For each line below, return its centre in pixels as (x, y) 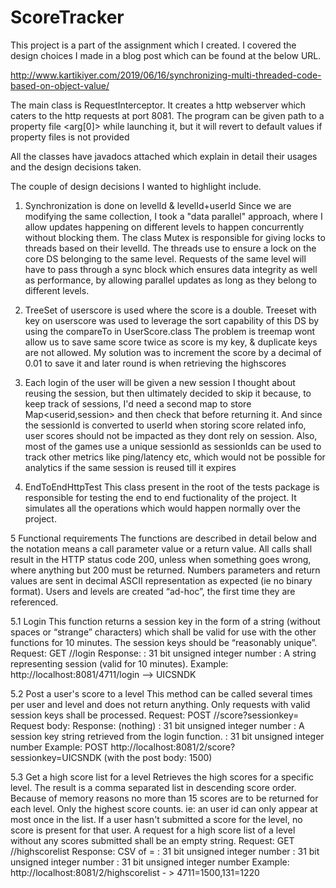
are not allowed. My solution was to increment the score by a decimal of (173, 352)
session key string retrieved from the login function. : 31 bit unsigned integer (167, 736)
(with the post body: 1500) (158, 757)
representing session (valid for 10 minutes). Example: (119, 663)
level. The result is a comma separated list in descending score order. (153, 787)
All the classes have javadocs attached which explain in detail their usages (164, 156)
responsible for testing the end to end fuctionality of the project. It (160, 497)
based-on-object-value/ (60, 85)
